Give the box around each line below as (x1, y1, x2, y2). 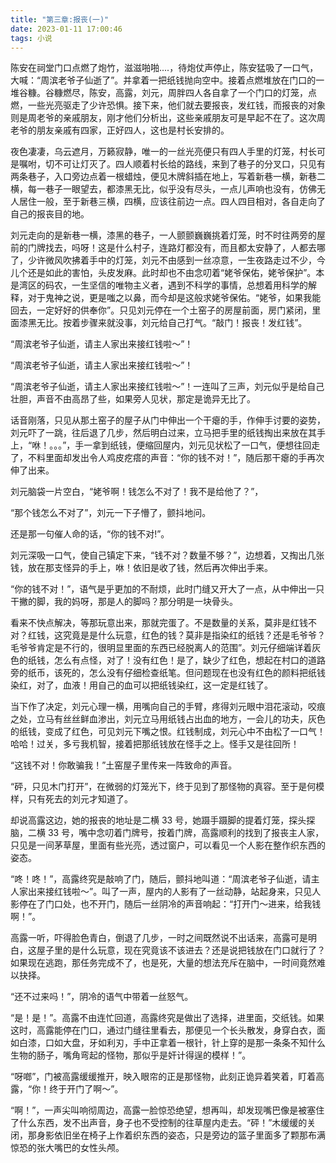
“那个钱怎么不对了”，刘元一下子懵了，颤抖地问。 (10, 507, 212, 519)
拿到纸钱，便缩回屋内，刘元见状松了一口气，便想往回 (92, 439, 312, 451)
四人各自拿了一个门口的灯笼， (184, 87, 308, 99)
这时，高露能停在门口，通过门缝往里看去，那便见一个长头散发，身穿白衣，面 (10, 1024, 326, 1036)
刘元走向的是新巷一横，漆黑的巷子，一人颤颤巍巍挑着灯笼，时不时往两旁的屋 (10, 229, 326, 241)
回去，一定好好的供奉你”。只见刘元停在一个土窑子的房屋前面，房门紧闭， (10, 304, 313, 316)
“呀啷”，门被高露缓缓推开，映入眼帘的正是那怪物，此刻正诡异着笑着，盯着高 (10, 1071, 325, 1083)
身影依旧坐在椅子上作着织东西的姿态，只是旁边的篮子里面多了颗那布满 (36, 1129, 326, 1141)
